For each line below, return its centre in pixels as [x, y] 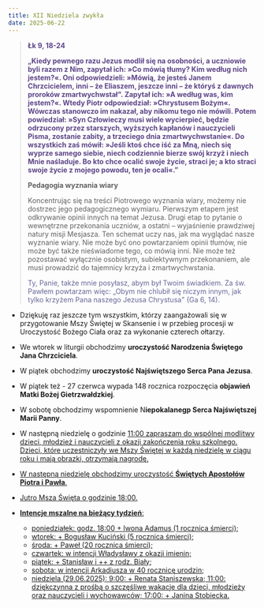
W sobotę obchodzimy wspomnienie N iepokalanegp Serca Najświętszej [138, 409]
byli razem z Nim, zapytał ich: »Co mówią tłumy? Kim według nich [137, 69]
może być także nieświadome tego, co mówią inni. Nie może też [132, 250]
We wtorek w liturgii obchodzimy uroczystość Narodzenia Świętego [131, 347]
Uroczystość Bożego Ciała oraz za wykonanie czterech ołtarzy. [122, 332]
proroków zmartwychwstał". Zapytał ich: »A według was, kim [130, 94]
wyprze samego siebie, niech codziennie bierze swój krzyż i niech [138, 153]
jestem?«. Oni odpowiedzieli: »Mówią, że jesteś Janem [119, 77]
